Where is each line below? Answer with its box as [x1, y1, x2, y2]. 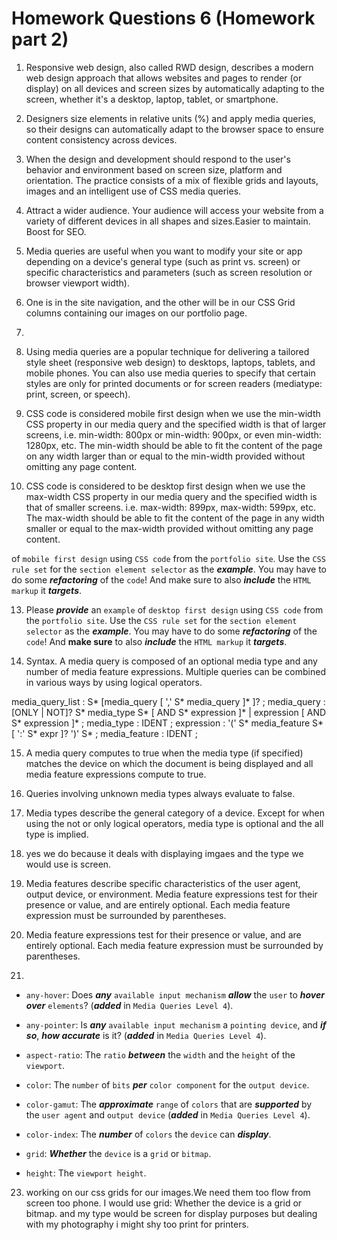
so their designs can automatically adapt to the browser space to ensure [25, 123, 324, 135]
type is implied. [25, 828, 89, 840]
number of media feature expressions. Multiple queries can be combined [25, 665, 326, 677]
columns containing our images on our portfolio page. [25, 307, 248, 319]
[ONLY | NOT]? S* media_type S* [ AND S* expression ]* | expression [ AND [11, 706, 327, 718]
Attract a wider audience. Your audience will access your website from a [25, 204, 324, 216]
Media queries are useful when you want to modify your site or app [25, 245, 303, 257]
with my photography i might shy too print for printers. [25, 1218, 249, 1230]
